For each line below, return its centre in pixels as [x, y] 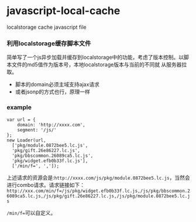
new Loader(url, [26, 140]
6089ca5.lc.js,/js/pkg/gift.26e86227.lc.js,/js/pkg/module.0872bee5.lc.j [99, 196]
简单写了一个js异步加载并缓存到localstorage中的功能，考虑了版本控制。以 [95, 58]
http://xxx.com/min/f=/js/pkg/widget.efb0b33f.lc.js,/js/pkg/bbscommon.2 [99, 191]
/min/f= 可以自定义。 [31, 213]
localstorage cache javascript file [47, 27]
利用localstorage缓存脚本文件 [49, 43]
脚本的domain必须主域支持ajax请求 [57, 85]
